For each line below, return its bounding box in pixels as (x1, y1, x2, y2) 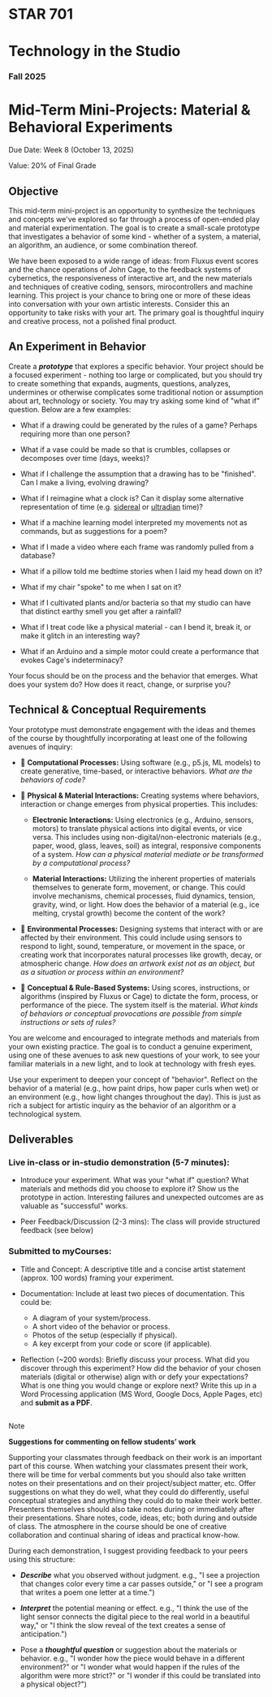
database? (19, 550, 56, 560)
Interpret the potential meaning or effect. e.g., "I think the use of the (19, 1604, 249, 1613)
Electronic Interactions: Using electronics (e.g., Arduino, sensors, (32, 815, 254, 825)
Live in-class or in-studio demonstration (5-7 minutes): (8, 1156, 230, 1168)
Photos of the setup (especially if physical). (32, 1330, 178, 1340)
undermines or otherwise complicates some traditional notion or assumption (8, 387, 264, 397)
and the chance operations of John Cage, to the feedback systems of (8, 265, 241, 274)
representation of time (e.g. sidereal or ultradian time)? (19, 502, 204, 511)
